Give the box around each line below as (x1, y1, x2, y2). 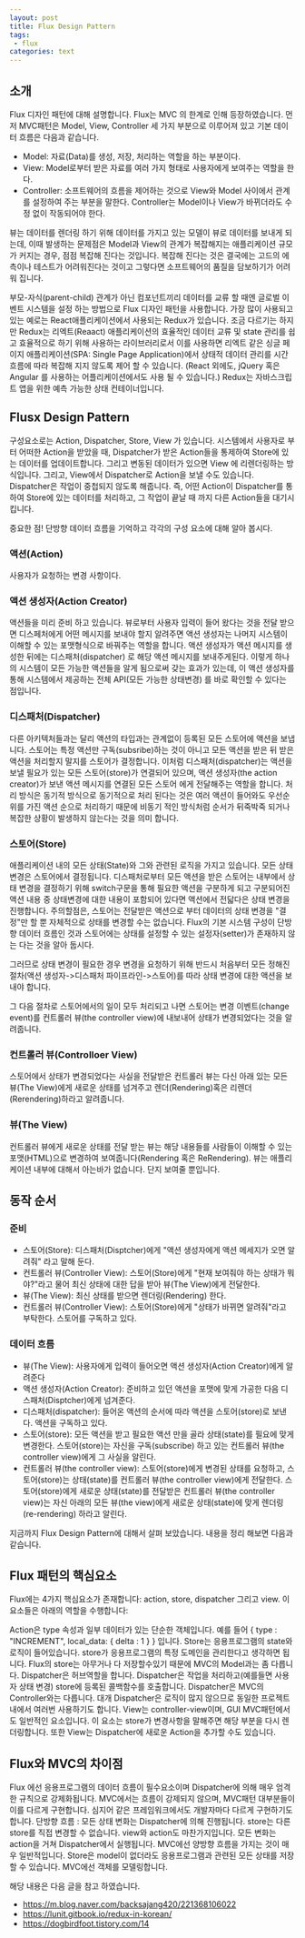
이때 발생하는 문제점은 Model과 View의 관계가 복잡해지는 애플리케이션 (28, 238, 277, 249)
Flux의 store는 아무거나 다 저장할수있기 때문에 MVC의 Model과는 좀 (28, 1659, 270, 1670)
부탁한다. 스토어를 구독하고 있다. (22, 1313, 137, 1324)
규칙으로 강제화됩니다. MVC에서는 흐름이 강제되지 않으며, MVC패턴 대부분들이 (18, 1793, 295, 1804)
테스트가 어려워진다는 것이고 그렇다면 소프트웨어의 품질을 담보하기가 (33, 261, 274, 272)
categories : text (9, 47, 75, 56)
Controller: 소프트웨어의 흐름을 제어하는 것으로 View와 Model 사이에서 (22, 185, 274, 196)
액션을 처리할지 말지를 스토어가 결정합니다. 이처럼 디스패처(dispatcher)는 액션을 (9, 756, 293, 767)
